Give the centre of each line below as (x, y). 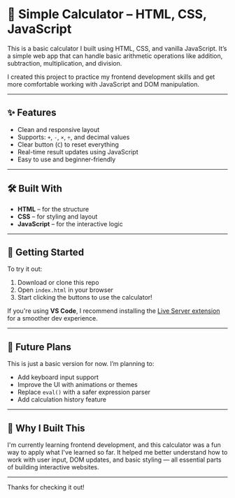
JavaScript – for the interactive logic (70, 224)
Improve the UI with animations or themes (78, 385)
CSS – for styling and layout (57, 217)
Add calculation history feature (62, 400)
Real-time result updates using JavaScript (78, 152)
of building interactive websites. (53, 467)
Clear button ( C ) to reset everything (68, 144)
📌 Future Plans (40, 347)
